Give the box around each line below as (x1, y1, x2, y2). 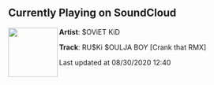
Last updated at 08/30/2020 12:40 (58, 57, 171, 67)
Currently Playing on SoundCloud (8, 6, 177, 20)
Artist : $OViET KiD (58, 27, 121, 36)
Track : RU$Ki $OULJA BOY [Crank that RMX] (58, 42, 207, 52)
